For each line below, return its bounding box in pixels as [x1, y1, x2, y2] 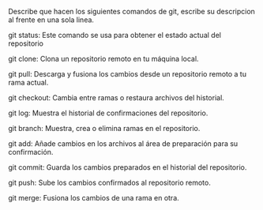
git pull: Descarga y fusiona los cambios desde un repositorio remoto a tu [8, 69, 247, 78]
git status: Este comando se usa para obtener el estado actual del [8, 31, 221, 39]
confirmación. [8, 148, 54, 156]
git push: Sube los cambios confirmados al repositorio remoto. [8, 178, 211, 187]
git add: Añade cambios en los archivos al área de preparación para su [8, 139, 239, 148]
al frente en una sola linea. [8, 15, 95, 24]
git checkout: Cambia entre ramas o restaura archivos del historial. [8, 93, 225, 102]
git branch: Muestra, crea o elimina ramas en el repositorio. [8, 124, 201, 133]
